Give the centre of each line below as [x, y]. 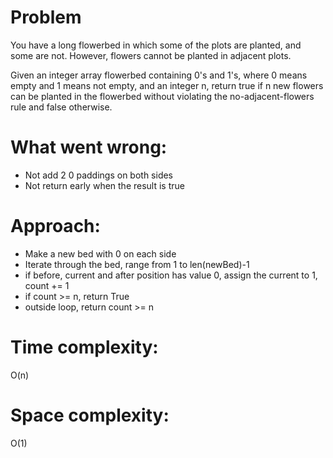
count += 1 [47, 285]
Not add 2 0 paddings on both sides [99, 175]
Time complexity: [84, 347]
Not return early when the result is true [104, 185]
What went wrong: [89, 147]
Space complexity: [90, 415]
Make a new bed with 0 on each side [100, 253]
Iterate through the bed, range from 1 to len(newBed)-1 [137, 264]
